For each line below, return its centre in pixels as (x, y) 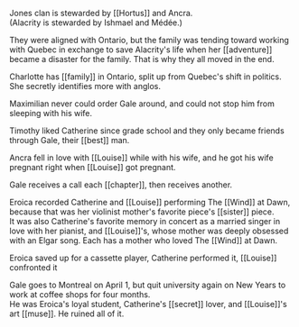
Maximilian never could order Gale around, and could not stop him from (142, 104)
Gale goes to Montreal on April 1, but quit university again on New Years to (148, 285)
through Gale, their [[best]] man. (70, 140)
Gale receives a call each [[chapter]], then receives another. (121, 185)
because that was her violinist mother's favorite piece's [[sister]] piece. (142, 212)
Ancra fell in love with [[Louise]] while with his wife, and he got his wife (141, 158)
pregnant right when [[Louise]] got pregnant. (93, 167)
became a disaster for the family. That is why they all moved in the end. (142, 59)
